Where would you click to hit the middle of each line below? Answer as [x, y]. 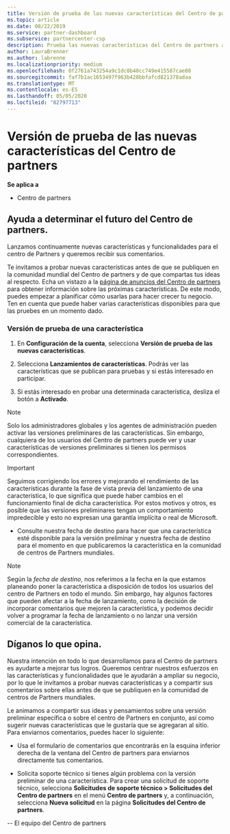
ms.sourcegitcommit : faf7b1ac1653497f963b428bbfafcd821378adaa [99, 77]
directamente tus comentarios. [60, 760]
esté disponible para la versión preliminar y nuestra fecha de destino [114, 538]
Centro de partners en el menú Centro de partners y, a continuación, [115, 795]
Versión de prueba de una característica [75, 328]
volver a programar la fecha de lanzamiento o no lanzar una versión [102, 615]
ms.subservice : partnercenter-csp [56, 39]
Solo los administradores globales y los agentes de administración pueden [112, 425]
